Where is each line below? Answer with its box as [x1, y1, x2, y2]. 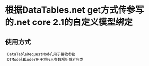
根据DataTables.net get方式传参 [5, 4, 136, 16]
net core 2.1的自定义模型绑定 [16, 17, 133, 28]
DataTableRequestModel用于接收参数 [7, 52, 75, 57]
